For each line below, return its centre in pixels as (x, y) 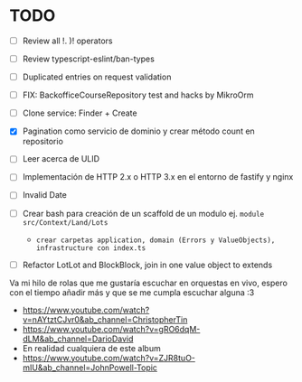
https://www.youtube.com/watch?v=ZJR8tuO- (109, 358)
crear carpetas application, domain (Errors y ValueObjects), (156, 240)
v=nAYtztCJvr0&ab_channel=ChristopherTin (105, 319)
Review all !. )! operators (67, 41)
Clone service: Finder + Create (80, 113)
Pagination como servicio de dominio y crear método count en (138, 131)
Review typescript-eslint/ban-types (89, 59)
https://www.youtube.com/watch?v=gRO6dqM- (111, 329)
